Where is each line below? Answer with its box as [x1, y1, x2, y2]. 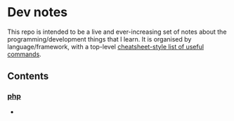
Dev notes [7, 4, 68, 20]
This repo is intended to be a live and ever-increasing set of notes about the [7, 27, 227, 36]
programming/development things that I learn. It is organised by [7, 34, 192, 43]
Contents [7, 70, 49, 82]
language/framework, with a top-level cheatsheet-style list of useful [7, 42, 204, 51]
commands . [7, 50, 42, 58]
